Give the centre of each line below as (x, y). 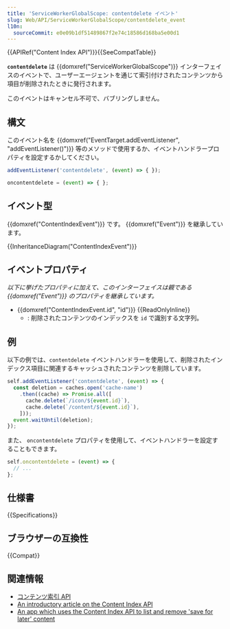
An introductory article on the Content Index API (85, 604)
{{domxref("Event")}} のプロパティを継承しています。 (82, 296)
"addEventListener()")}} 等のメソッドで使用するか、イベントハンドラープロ (113, 149)
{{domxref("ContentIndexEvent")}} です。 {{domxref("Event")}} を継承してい (115, 224)
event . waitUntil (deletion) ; (54, 420)
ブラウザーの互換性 (48, 538)
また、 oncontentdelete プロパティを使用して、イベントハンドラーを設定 (110, 440)
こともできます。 (37, 449)
